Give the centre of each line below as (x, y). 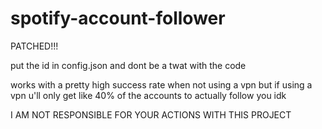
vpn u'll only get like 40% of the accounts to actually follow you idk (148, 95)
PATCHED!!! (34, 46)
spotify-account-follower (118, 18)
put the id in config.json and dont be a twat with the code (128, 65)
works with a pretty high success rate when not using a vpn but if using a (161, 84)
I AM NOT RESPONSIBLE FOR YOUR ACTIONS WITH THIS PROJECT (151, 114)
